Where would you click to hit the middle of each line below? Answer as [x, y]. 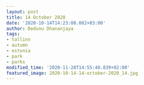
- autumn [17, 45]
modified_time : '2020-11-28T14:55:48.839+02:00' [68, 67]
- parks [16, 62]
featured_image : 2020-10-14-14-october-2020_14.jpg [72, 73]
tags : [13, 34]
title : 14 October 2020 [36, 17]
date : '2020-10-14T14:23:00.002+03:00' [56, 23]
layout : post [22, 12]
